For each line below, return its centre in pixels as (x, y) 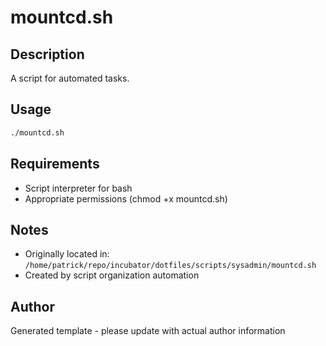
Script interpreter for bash (78, 188)
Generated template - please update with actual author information (148, 331)
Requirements (55, 164)
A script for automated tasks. (70, 78)
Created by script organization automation (112, 275)
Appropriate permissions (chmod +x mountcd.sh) (126, 198)
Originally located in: (67, 254)
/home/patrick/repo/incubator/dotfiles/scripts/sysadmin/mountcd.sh (170, 266)
